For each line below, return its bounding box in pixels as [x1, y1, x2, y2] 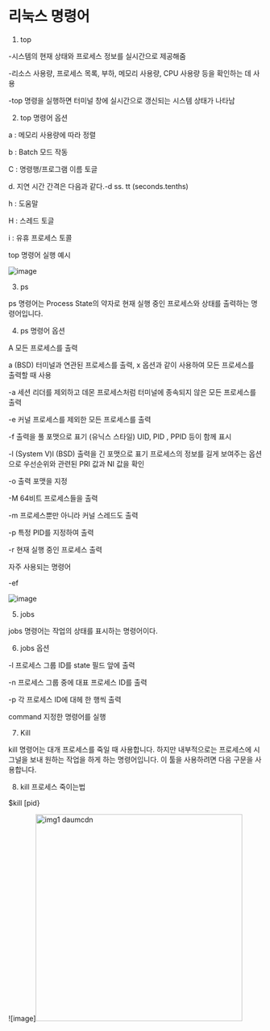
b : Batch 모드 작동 [8, 147, 69, 157]
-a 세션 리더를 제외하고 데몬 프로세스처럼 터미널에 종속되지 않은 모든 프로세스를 [8, 387, 256, 396]
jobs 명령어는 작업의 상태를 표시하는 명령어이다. [8, 626, 159, 635]
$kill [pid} [8, 798, 40, 807]
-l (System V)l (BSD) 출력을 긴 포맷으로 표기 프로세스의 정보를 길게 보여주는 [8, 449, 247, 459]
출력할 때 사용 [8, 370, 52, 379]
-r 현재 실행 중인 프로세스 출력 [8, 544, 102, 554]
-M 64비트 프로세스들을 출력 [8, 493, 98, 503]
